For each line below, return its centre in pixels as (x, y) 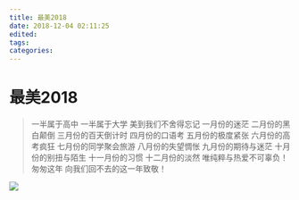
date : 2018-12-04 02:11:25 (59, 26)
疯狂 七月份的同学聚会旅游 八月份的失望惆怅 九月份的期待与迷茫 (156, 146)
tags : (19, 42)
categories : (31, 51)
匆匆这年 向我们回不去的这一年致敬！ (99, 169)
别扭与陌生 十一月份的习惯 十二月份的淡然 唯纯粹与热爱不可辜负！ (167, 158)
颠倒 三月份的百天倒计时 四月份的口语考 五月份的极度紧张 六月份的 (161, 136)
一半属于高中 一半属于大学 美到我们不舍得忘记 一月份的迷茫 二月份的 (157, 124)
